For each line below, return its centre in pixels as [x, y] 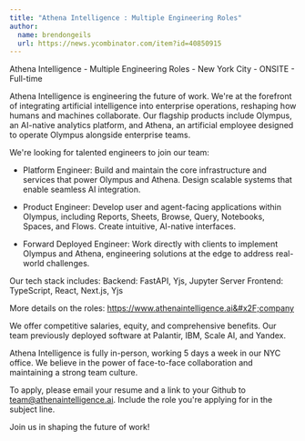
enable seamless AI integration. [81, 190]
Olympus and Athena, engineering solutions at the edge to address [148, 254]
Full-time [26, 79]
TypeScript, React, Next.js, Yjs [66, 291]
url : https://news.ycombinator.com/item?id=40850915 [120, 43]
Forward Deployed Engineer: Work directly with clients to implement [150, 244]
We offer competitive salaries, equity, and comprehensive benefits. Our [143, 326]
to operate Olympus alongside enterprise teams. [100, 135]
